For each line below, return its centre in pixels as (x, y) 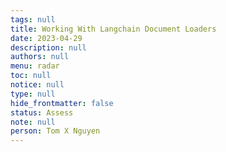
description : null (48, 47)
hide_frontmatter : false (62, 103)
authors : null (40, 57)
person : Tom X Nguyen (55, 131)
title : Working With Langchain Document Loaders (113, 29)
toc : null (31, 76)
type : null (33, 94)
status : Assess (42, 112)
